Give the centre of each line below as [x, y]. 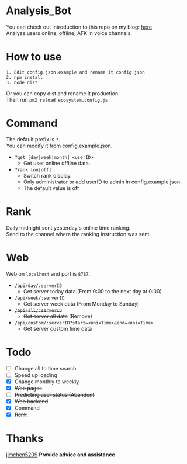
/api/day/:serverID [38, 285]
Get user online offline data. [57, 163]
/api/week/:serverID [39, 298]
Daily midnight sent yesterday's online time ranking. [68, 228]
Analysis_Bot [39, 11]
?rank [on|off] [33, 170]
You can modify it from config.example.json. [59, 146]
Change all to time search [45, 368]
